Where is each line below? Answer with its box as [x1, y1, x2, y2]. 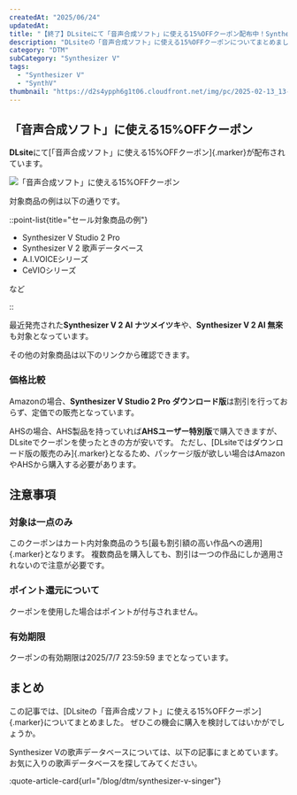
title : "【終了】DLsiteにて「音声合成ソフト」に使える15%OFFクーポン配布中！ [9, 29, 266, 38]
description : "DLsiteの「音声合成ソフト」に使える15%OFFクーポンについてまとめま [9, 37, 283, 47]
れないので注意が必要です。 [9, 560, 110, 571]
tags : [9, 63, 29, 72]
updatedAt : [9, 21, 49, 30]
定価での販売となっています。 [31, 406, 140, 417]
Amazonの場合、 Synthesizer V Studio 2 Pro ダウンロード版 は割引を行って [9, 396, 280, 406]
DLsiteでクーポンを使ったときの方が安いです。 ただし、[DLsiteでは [9, 436, 254, 447]
